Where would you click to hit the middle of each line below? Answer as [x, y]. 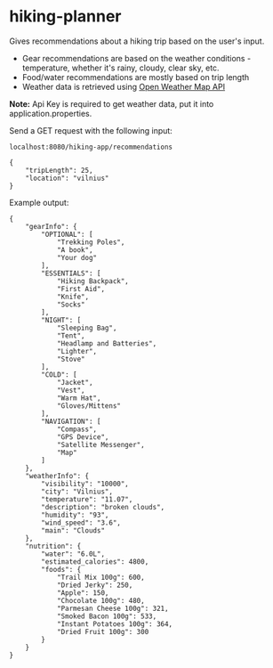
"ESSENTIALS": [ [71, 273]
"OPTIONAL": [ [67, 234]
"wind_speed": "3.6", [81, 523]
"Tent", [71, 336]
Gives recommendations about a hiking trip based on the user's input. [137, 41]
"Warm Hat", [79, 398]
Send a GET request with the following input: [91, 130]
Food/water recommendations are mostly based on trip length [136, 77]
